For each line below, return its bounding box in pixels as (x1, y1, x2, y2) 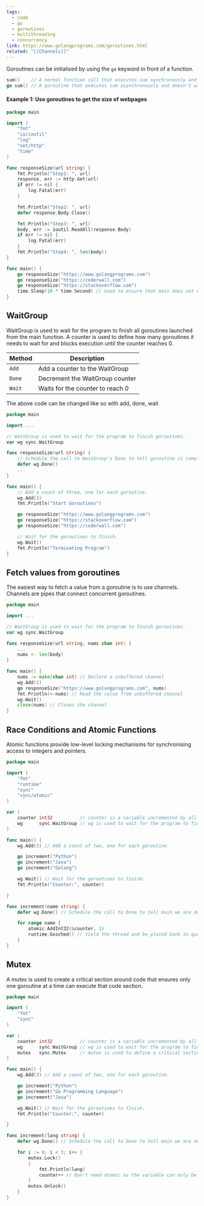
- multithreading (12, 32, 56, 38)
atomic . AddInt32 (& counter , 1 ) (28, 926, 104, 932)
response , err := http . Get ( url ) (17, 176, 99, 182)
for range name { (17, 920, 61, 927)
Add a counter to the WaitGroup (38, 364, 129, 372)
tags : (6, 9, 20, 15)
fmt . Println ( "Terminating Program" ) (17, 545, 110, 551)
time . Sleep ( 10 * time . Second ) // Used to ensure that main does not (17, 288, 194, 295)
